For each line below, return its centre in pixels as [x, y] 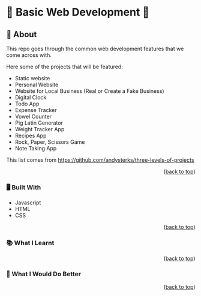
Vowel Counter [33, 117]
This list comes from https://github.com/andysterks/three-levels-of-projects [100, 160]
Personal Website [37, 84]
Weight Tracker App [40, 129]
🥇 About [22, 34]
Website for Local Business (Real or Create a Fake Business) [89, 91]
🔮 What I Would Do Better [43, 274]
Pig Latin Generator [39, 123]
